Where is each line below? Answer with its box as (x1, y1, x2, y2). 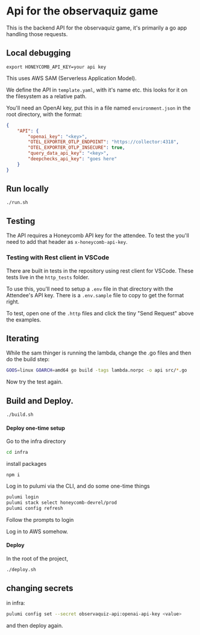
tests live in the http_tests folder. (6, 273, 90, 280)
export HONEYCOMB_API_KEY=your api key (6, 64, 107, 70)
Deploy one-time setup (6, 424, 65, 432)
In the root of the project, (6, 555, 68, 562)
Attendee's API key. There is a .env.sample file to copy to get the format (6, 291, 184, 299)
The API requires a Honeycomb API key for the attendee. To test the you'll (6, 232, 190, 239)
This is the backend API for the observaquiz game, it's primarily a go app (6, 24, 187, 31)
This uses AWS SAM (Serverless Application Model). (6, 74, 137, 82)
